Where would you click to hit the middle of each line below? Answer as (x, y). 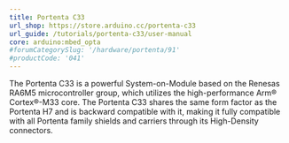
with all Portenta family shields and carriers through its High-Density (134, 121)
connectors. (31, 130)
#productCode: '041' (47, 58)
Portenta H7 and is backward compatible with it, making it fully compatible (145, 112)
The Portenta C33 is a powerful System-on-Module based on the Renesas (145, 83)
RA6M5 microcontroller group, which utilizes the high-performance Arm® (143, 93)
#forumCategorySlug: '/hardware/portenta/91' (94, 50)
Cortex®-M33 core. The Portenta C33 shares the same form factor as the (143, 102)
